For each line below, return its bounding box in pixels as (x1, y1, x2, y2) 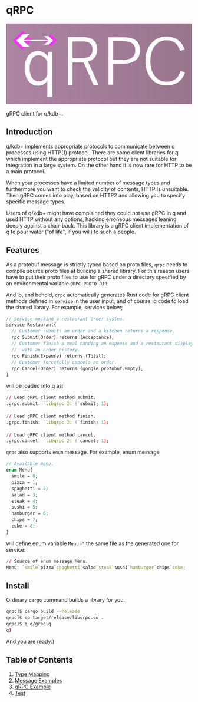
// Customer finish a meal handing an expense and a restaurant (11, 341, 173, 347)
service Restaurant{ (6, 322, 57, 328)
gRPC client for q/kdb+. (6, 110, 64, 117)
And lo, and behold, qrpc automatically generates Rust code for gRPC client (6, 291, 189, 298)
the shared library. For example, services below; (6, 304, 123, 311)
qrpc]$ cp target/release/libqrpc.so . (6, 615, 104, 621)
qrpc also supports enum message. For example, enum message (6, 449, 160, 456)
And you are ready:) (6, 638, 55, 645)
